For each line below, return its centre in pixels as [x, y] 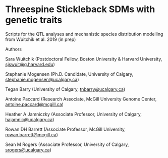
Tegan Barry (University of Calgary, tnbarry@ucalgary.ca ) [65, 89]
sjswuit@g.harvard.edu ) [30, 64]
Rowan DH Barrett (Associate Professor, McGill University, [66, 129]
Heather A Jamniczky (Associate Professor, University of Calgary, [74, 114]
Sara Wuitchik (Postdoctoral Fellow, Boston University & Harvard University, [84, 59]
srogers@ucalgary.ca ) [28, 149]
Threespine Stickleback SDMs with [80, 9]
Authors [13, 49]
